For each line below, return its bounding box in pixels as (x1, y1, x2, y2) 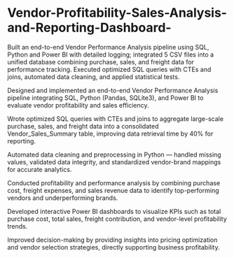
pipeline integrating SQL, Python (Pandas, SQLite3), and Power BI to (7, 93, 204, 102)
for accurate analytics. (7, 165, 72, 173)
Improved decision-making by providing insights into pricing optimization (7, 236, 218, 244)
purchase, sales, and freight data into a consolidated (7, 122, 159, 130)
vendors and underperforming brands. (7, 194, 118, 202)
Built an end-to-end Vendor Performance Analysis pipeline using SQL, (7, 43, 209, 51)
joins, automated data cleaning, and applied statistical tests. (7, 72, 180, 81)
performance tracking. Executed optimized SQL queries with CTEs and (7, 65, 212, 73)
